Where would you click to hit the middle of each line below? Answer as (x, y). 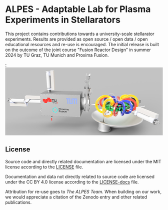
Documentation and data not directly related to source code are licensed (80, 176)
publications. (18, 202)
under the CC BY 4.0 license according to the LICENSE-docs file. (72, 182)
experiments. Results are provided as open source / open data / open (77, 39)
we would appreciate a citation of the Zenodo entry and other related (76, 197)
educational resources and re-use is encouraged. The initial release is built (82, 44)
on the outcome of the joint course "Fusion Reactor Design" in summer (78, 50)
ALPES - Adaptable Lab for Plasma (78, 9)
